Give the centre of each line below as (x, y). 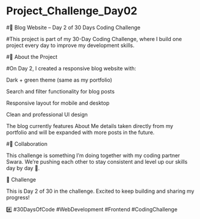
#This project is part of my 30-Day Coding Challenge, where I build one (94, 39)
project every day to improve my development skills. (70, 45)
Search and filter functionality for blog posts (61, 91)
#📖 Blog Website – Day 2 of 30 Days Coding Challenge (73, 27)
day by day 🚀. (23, 168)
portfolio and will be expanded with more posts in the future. (81, 132)
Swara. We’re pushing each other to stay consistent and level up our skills (97, 161)
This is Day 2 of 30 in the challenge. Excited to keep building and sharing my (100, 191)
